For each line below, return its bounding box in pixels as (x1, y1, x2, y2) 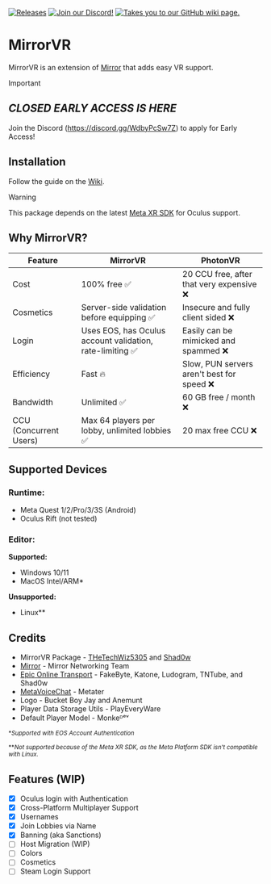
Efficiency (12, 368, 51, 379)
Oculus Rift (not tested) (19, 513, 98, 524)
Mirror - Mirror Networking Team (19, 661, 130, 671)
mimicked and (182, 335, 236, 346)
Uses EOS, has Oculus (81, 325, 166, 337)
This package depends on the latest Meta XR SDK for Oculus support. (8, 207, 240, 217)
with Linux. (8, 751, 39, 759)
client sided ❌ (182, 312, 236, 323)
